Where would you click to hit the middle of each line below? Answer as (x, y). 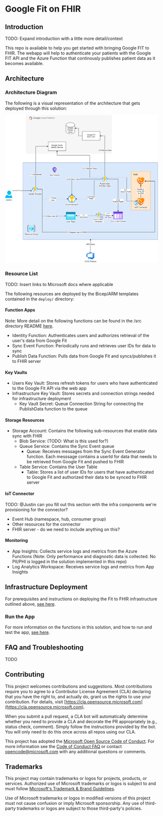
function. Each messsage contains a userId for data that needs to (92, 457)
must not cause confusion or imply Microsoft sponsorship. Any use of (75, 803)
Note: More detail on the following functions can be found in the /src (73, 321)
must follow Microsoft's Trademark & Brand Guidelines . (60, 789)
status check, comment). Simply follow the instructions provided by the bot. (81, 727)
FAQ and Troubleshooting (44, 648)
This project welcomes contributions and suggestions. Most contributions (79, 686)
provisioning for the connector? (36, 510)
